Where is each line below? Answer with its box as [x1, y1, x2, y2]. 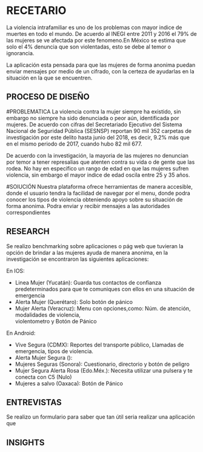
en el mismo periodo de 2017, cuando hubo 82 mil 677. [6, 140, 142, 147]
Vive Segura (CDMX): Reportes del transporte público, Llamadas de [15, 341, 184, 348]
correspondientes [6, 209, 51, 216]
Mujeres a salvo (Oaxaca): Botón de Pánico [15, 380, 123, 387]
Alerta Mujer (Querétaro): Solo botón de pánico [15, 298, 133, 305]
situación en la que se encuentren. [6, 74, 93, 81]
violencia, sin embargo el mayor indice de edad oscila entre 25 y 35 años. [6, 171, 190, 178]
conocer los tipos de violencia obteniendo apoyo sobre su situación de [6, 195, 183, 203]
